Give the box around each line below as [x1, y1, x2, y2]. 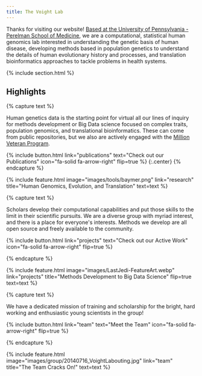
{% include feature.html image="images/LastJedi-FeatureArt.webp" [6, 267, 175, 274]
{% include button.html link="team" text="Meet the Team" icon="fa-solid [6, 321, 188, 328]
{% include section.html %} [6, 69, 75, 76]
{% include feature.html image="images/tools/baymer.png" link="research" [6, 176, 194, 183]
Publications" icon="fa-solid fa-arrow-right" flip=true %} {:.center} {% [6, 158, 181, 165]
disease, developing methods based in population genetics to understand [6, 45, 189, 52]
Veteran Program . [6, 140, 50, 147]
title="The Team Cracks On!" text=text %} [6, 363, 110, 371]
